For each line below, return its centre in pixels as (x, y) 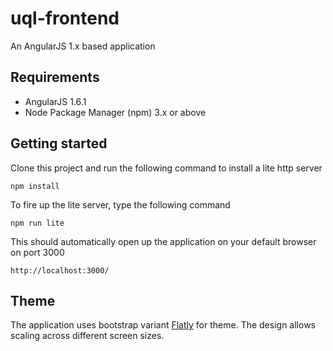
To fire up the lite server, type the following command (120, 204)
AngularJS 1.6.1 (55, 101)
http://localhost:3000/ (60, 270)
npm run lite (37, 223)
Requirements (55, 77)
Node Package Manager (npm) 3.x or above (115, 112)
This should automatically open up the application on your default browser (163, 241)
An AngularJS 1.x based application (83, 46)
